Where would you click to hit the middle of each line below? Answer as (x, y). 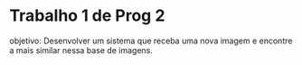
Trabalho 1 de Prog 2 (87, 16)
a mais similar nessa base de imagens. (81, 50)
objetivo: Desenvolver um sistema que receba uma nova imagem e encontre (151, 41)
